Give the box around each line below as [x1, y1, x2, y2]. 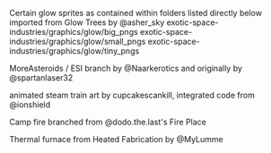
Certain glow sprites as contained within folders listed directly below [9, 8, 263, 18]
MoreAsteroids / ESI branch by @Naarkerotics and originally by [9, 63, 242, 73]
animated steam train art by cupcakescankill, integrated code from [9, 89, 256, 100]
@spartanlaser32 [9, 72, 74, 83]
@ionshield [9, 99, 51, 110]
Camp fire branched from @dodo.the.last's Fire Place [9, 116, 206, 127]
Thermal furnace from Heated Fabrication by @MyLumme [9, 134, 223, 144]
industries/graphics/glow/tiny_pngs [9, 46, 140, 56]
